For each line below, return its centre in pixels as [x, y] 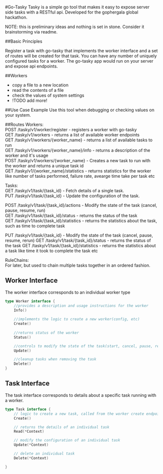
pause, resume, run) [25, 210]
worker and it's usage [27, 155]
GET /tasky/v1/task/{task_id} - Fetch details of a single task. [65, 191]
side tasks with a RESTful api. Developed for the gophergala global [72, 12]
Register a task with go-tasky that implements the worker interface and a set [81, 51]
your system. [18, 115]
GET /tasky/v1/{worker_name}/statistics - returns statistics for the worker [78, 171]
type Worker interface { [30, 301]
